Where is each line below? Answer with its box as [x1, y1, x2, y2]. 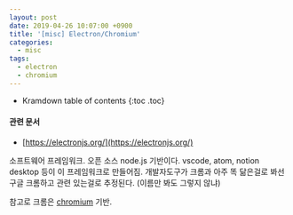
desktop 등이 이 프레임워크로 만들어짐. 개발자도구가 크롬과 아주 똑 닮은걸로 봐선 [9, 166, 285, 177]
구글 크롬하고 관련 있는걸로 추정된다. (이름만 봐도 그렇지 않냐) [9, 177, 221, 187]
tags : [9, 54, 29, 63]
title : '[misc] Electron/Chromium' [9, 29, 141, 38]
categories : [9, 37, 53, 47]
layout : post [9, 12, 58, 22]
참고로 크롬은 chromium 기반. [9, 196, 113, 207]
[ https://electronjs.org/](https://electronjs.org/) [21, 137, 194, 147]
